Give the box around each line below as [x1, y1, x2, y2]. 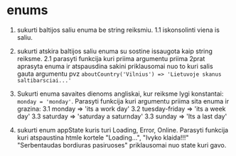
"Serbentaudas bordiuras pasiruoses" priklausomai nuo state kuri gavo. [16, 140, 227, 149]
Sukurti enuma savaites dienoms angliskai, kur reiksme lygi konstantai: [16, 89, 224, 98]
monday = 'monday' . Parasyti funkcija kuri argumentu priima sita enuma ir [16, 96, 229, 105]
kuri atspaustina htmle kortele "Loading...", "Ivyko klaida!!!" [16, 133, 189, 142]
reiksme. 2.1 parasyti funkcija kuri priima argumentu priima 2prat [16, 54, 205, 62]
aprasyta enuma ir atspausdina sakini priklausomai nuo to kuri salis [16, 62, 214, 70]
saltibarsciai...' [16, 77, 72, 84]
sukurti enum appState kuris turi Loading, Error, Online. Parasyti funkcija [16, 126, 229, 134]
